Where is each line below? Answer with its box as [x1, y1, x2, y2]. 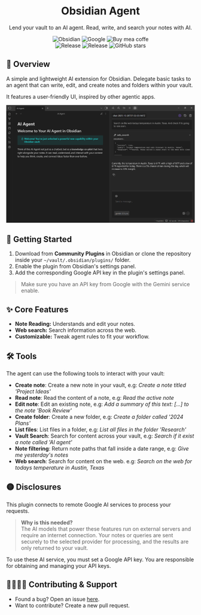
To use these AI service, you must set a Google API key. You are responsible [6, 556, 194, 563]
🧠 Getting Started [6, 234, 72, 244]
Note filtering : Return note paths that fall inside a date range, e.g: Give [14, 445, 190, 452]
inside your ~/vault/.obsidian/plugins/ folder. [14, 256, 131, 264]
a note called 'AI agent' [14, 439, 73, 446]
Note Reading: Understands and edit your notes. [14, 320, 136, 328]
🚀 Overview [6, 59, 50, 69]
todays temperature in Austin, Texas [14, 464, 105, 471]
